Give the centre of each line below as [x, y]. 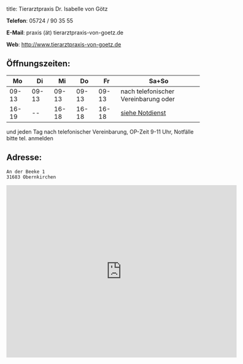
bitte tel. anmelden [30, 138]
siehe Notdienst [143, 113]
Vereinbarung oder [148, 99]
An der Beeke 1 [26, 172]
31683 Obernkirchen [31, 177]
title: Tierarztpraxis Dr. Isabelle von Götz [57, 9]
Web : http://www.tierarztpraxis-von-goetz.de [64, 44]
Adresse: [24, 158]
